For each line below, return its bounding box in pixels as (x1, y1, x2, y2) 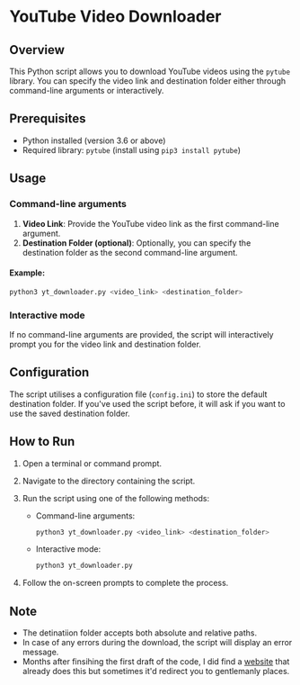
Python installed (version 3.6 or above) (22, 135, 166, 146)
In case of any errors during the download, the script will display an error (22, 637, 293, 648)
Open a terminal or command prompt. (22, 457, 163, 469)
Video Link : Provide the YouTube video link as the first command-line (22, 218, 280, 229)
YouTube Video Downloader (9, 6, 222, 27)
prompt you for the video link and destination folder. (9, 338, 202, 349)
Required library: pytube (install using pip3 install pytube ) (22, 144, 241, 155)
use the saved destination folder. (9, 408, 130, 419)
